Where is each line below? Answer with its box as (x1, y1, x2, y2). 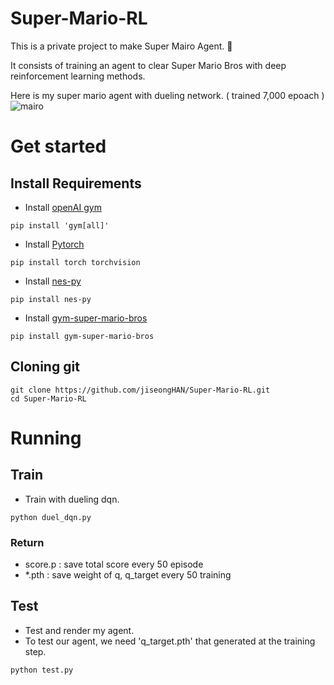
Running (10, 427, 82, 449)
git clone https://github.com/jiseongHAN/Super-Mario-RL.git (10, 385, 271, 395)
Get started (10, 135, 107, 158)
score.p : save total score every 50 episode (24, 558, 204, 571)
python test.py (10, 665, 74, 675)
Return (10, 535, 45, 549)
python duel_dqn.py (10, 512, 92, 522)
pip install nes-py (10, 294, 92, 304)
